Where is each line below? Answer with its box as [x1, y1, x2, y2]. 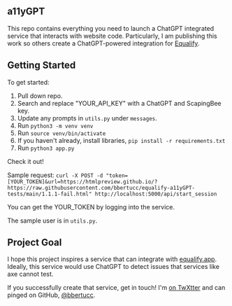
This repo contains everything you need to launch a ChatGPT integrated [7, 24, 215, 32]
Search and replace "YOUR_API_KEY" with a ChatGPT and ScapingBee [17, 99, 222, 107]
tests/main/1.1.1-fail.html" [7, 190, 92, 197]
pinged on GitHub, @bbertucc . [7, 291, 96, 300]
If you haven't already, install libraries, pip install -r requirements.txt [17, 136, 226, 144]
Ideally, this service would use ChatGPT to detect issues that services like [7, 263, 220, 271]
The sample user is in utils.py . [7, 216, 98, 225]
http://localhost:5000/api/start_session [94, 190, 217, 197]
